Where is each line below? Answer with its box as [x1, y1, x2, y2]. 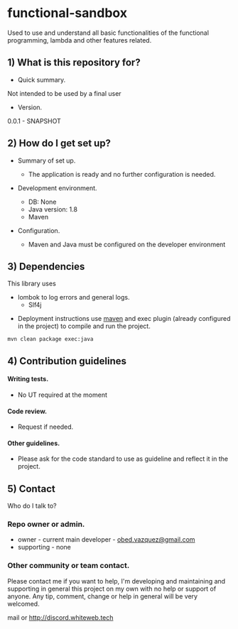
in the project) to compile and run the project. [17, 322, 151, 331]
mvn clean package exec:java [7, 336, 94, 343]
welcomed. [7, 599, 40, 608]
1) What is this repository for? [7, 57, 141, 69]
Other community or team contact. [7, 561, 130, 571]
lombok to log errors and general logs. [17, 293, 130, 302]
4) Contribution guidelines [7, 355, 126, 367]
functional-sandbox [7, 5, 128, 21]
